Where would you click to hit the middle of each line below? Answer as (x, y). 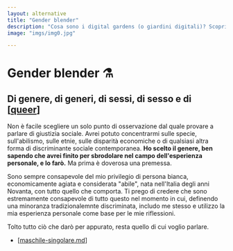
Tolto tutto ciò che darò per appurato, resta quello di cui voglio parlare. (108, 227)
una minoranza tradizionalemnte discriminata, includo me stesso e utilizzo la (116, 206)
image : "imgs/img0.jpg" (42, 33)
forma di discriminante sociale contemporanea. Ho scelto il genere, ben (110, 148)
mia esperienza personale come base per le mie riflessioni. (91, 214)
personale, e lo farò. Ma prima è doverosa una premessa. (89, 163)
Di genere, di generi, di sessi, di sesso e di (100, 99)
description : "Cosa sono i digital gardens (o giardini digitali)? (107, 26)
